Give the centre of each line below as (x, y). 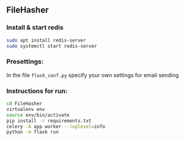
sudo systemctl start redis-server (52, 46)
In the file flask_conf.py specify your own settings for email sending (93, 75)
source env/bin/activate (38, 115)
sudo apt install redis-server (46, 40)
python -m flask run (33, 132)
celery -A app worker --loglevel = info (56, 126)
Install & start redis (35, 28)
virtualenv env (26, 109)
